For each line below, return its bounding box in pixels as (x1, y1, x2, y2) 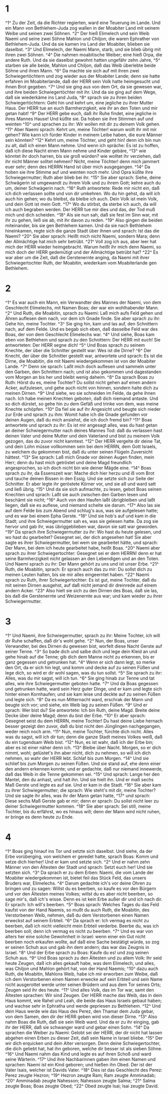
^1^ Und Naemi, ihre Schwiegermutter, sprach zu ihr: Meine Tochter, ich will (5, 632, 160, 638)
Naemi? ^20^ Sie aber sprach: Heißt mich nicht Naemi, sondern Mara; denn (5, 233, 160, 239)
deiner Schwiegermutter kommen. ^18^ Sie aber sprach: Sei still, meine (5, 803, 151, 809)
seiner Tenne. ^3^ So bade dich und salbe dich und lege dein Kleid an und (5, 648, 157, 654)
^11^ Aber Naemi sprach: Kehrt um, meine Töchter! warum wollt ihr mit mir (5, 126, 157, 132)
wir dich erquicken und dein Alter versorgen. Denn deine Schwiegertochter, (5, 1040, 161, 1046)
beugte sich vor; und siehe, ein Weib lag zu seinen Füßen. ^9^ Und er (5, 702, 147, 708)
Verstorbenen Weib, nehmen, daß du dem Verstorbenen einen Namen (5, 912, 149, 918)
